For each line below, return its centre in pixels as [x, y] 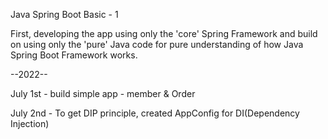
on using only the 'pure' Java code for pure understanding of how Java [157, 44]
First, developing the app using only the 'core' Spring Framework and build [164, 33]
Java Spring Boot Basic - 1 [64, 14]
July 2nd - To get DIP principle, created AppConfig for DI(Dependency [155, 113]
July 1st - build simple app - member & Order [103, 93]
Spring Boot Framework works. [74, 55]
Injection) [30, 123]
